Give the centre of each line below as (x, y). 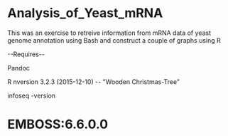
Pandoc (19, 68)
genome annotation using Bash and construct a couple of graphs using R (114, 40)
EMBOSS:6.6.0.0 (58, 124)
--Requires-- (26, 54)
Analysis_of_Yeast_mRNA (85, 13)
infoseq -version (31, 95)
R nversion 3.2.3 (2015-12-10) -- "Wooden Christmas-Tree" (94, 82)
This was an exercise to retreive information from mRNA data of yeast (109, 33)
